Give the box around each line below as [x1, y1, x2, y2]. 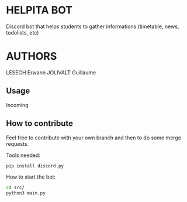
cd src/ [6, 185, 25, 191]
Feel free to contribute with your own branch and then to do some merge [6, 134, 182, 141]
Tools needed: [6, 152, 41, 159]
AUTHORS [6, 50, 57, 63]
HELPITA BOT [6, 4, 73, 17]
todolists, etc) [6, 29, 39, 36]
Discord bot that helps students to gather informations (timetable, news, [6, 23, 179, 30]
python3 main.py [6, 190, 46, 196]
